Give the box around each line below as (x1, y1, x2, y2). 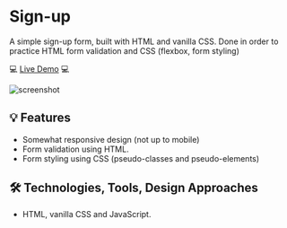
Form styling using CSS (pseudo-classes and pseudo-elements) (22, 153, 260, 163)
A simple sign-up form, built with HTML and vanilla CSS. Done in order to (9, 36, 279, 47)
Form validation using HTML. (22, 144, 129, 154)
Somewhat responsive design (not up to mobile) (22, 134, 200, 145)
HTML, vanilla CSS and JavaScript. (22, 208, 152, 219)
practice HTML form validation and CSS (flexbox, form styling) (9, 45, 240, 56)
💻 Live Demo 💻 (9, 63, 70, 74)
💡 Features (9, 110, 72, 126)
